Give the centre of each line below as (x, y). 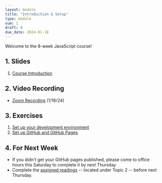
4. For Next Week (32, 148)
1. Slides (18, 61)
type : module (18, 19)
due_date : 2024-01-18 (27, 32)
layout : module (20, 10)
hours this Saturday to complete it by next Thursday (64, 165)
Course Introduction (32, 73)
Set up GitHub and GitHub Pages (45, 133)
